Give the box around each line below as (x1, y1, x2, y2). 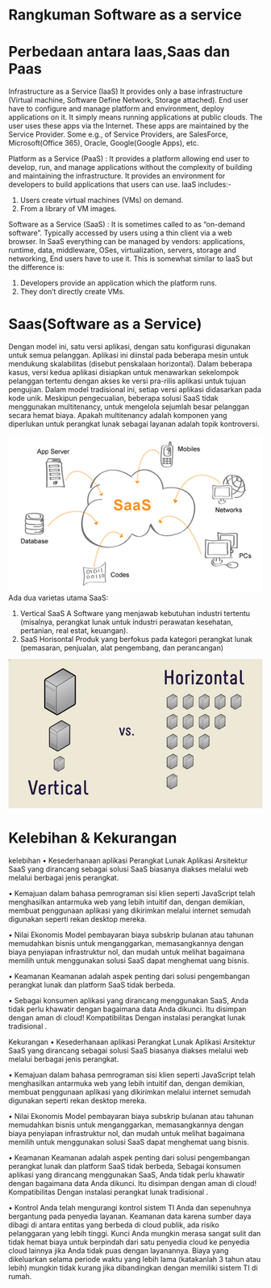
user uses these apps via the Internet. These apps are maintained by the (8, 121, 249, 131)
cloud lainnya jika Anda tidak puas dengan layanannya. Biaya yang (8, 1245, 229, 1255)
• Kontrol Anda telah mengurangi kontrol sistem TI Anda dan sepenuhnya (8, 1202, 252, 1212)
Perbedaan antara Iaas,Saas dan (8, 43, 231, 61)
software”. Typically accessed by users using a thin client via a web (8, 228, 232, 238)
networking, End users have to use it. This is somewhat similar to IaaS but (8, 254, 253, 264)
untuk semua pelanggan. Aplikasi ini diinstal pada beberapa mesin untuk (8, 350, 249, 361)
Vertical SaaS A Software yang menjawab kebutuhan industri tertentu (19, 609, 251, 619)
